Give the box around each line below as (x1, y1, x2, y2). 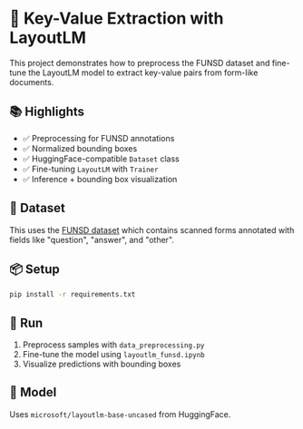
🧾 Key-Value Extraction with (9, 8, 224, 29)
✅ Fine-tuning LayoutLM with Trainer (22, 163, 159, 174)
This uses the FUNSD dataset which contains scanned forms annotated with (9, 224, 295, 235)
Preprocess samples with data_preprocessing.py (22, 339, 205, 350)
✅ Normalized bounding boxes (22, 142, 138, 153)
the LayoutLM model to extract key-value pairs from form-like (28, 67, 259, 78)
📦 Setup (9, 261, 61, 277)
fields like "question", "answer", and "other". (9, 234, 175, 245)
